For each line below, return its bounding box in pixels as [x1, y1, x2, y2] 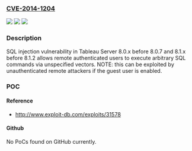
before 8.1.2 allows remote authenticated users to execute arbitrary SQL [6, 54, 187, 61]
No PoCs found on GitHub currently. [6, 138, 97, 145]
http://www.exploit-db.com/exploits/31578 [15, 110, 122, 118]
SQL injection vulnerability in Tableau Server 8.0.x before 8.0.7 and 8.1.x [6, 47, 186, 55]
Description [6, 34, 42, 42]
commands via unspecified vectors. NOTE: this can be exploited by [6, 61, 174, 68]
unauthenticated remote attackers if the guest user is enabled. [6, 67, 162, 74]
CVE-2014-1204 [6, 4, 56, 13]
